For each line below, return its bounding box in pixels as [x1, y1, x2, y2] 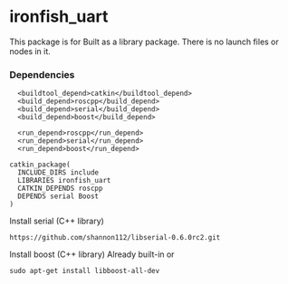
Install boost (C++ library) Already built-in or [9, 249, 175, 260]
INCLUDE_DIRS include [17, 168, 100, 177]
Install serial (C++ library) [9, 215, 104, 227]
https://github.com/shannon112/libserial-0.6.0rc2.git [9, 233, 221, 242]
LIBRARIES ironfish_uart [17, 176, 111, 185]
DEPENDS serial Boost [17, 192, 100, 201]
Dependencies [9, 68, 75, 80]
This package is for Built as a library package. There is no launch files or [9, 36, 279, 47]
